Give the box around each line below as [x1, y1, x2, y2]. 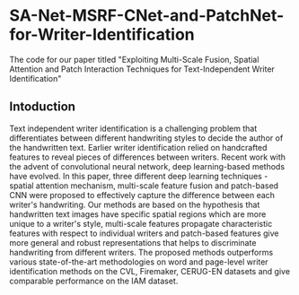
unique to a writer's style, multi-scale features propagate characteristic [9, 218, 273, 229]
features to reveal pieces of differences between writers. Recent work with [9, 152, 286, 162]
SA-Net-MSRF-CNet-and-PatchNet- [9, 5, 285, 26]
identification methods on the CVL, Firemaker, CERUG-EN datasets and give [9, 265, 290, 276]
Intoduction [9, 100, 76, 115]
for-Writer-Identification [9, 24, 195, 45]
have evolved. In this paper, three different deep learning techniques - [9, 170, 268, 181]
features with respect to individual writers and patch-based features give [9, 228, 280, 239]
